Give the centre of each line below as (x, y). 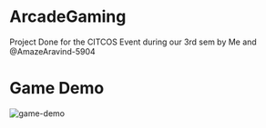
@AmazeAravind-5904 (52, 51)
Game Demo (57, 89)
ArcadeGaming (68, 17)
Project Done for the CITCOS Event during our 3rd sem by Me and (133, 42)
